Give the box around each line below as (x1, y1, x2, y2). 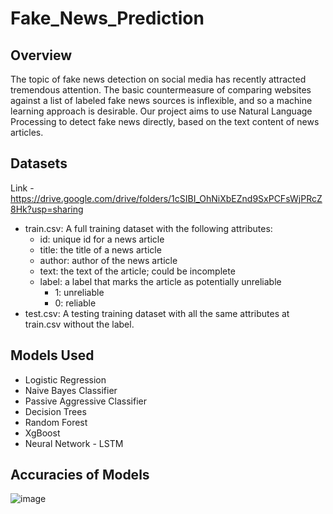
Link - (10, 182, 35, 194)
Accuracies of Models (10, 467, 150, 484)
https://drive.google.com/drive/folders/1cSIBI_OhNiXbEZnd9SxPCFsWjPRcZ (10, 192, 323, 204)
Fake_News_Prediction (10, 7, 205, 30)
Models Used (10, 347, 95, 364)
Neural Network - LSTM (24, 437, 124, 449)
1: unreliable (54, 286, 105, 298)
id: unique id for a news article (39, 233, 165, 245)
